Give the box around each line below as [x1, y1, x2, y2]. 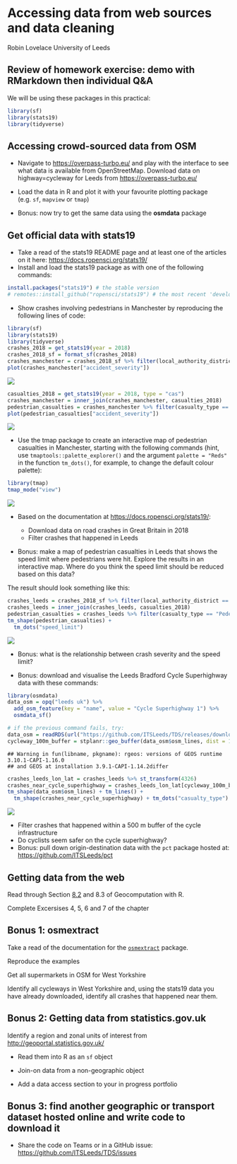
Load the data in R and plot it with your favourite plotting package [17, 187, 208, 196]
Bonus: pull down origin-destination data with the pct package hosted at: [17, 844, 230, 852]
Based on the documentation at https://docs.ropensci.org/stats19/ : [17, 513, 212, 521]
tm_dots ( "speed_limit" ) [13, 624, 83, 631]
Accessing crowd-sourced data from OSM [7, 140, 197, 152]
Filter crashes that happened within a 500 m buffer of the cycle [17, 821, 201, 830]
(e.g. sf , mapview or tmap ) [17, 195, 90, 204]
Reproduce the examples [7, 957, 80, 965]
